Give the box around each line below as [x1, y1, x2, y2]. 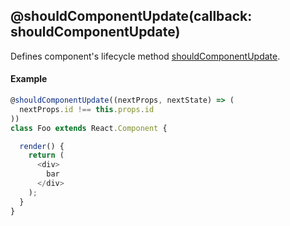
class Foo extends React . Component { [10, 123, 168, 133]
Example [10, 73, 48, 85]
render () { [19, 141, 65, 151]
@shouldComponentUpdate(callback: [10, 8, 253, 25]
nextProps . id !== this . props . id [19, 104, 155, 114]
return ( [28, 150, 65, 161]
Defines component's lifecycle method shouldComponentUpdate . [10, 50, 281, 62]
